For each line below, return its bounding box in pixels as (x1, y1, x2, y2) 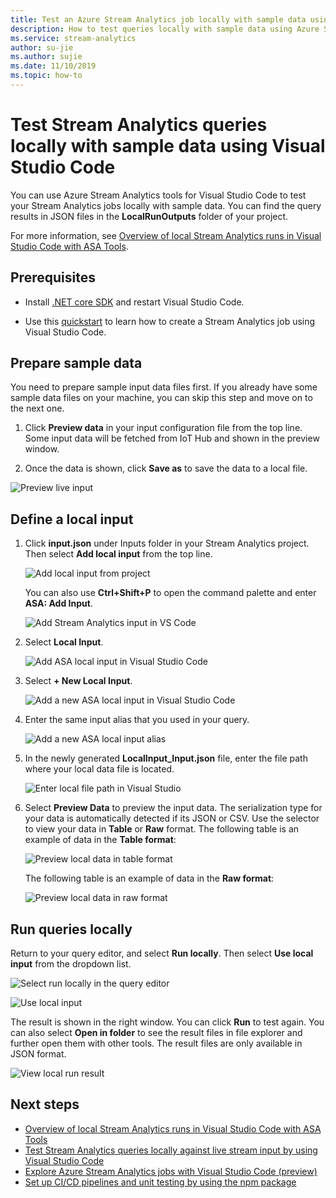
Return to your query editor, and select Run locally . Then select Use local (10, 947, 314, 960)
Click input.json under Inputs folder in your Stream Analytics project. (24, 537, 310, 550)
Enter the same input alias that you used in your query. (24, 714, 250, 726)
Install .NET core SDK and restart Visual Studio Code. (24, 296, 245, 308)
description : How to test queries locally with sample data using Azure (10, 24, 320, 34)
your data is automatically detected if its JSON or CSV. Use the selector (24, 812, 320, 825)
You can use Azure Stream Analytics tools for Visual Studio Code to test (10, 189, 307, 201)
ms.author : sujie (10, 52, 83, 62)
